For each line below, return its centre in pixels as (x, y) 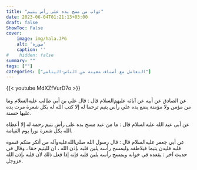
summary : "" (21, 60)
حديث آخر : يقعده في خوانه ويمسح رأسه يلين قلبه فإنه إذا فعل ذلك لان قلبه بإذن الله (97, 154)
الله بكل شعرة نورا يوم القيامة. (39, 131)
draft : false (22, 22)
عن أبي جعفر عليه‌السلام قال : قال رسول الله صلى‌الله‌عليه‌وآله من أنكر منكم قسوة (95, 142)
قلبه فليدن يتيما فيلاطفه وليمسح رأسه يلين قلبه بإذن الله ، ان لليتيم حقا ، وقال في (94, 148)
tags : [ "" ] (19, 66)
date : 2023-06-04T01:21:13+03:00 (47, 17)
